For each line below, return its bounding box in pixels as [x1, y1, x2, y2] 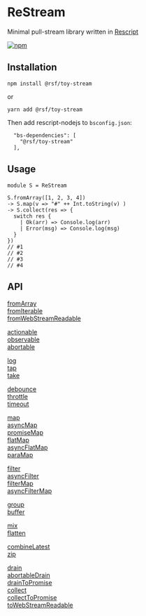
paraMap [7, 451, 34, 459]
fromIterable [7, 307, 43, 315]
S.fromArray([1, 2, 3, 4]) [7, 194, 86, 201]
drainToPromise [7, 579, 52, 587]
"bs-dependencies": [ [13, 131, 77, 139]
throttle [7, 393, 29, 401]
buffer [7, 508, 25, 516]
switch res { [13, 212, 52, 220]
